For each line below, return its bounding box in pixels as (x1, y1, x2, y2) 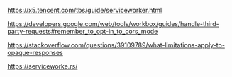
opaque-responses (7, 49, 64, 57)
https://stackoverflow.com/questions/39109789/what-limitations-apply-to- (7, 41, 226, 49)
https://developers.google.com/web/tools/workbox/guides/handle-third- (7, 20, 220, 28)
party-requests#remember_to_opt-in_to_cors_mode (7, 28, 158, 35)
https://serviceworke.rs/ (7, 62, 78, 70)
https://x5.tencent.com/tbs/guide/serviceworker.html (7, 6, 162, 14)
